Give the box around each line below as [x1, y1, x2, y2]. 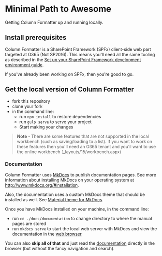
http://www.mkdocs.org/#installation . [5, 182, 79, 188]
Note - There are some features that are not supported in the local [16, 133, 149, 139]
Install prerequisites [5, 33, 67, 42]
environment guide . [5, 62, 44, 67]
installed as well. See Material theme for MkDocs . [5, 196, 103, 202]
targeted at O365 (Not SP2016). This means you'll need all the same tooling [5, 51, 155, 57]
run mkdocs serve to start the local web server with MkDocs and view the [12, 225, 157, 231]
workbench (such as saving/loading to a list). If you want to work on [16, 138, 152, 144]
